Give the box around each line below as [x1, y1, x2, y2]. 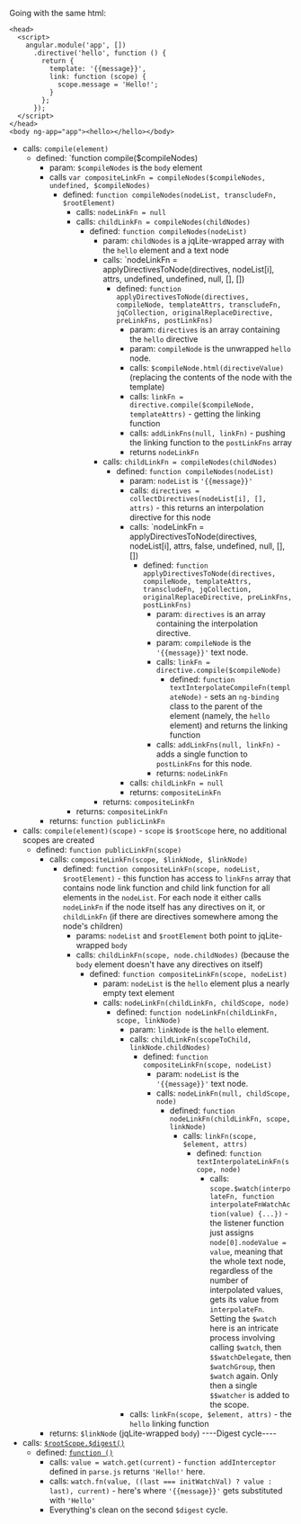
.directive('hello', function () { [32, 49, 167, 58]
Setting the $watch [209, 1313, 277, 1323]
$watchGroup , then [209, 1361, 276, 1371]
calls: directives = [129, 485, 200, 496]
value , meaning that [209, 1246, 283, 1257]
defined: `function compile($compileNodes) [35, 153, 199, 163]
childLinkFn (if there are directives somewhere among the [62, 911, 279, 921]
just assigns [209, 1227, 254, 1238]
